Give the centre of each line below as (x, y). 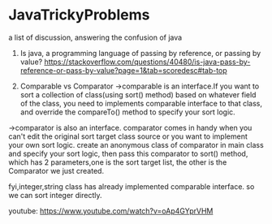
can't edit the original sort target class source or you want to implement (128, 136)
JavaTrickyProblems (79, 15)
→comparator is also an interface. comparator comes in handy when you (130, 127)
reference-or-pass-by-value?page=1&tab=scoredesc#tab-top (123, 70)
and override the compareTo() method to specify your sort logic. (127, 112)
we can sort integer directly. (56, 195)
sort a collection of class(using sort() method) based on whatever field (138, 94)
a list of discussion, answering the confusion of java (95, 37)
